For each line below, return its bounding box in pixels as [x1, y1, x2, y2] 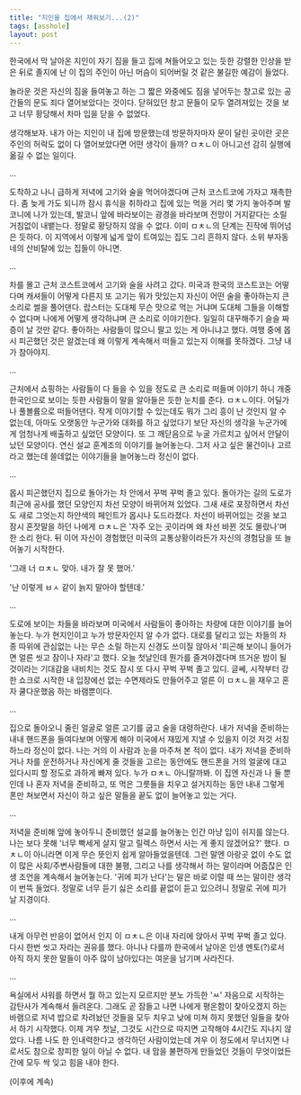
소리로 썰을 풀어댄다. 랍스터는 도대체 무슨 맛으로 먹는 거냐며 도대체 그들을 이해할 [9, 302, 290, 313]
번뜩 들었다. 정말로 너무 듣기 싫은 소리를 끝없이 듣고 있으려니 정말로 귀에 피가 [18, 883, 288, 893]
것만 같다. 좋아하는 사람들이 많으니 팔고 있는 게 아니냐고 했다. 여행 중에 [35, 325, 282, 336]
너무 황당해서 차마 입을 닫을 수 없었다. [18, 109, 151, 120]
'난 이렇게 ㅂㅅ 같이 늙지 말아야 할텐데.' [9, 582, 146, 593]
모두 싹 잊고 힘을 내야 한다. [25, 1057, 120, 1068]
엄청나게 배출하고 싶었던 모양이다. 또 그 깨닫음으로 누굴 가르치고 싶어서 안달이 [18, 428, 290, 439]
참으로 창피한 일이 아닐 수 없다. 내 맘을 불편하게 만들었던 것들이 [32, 1046, 253, 1057]
